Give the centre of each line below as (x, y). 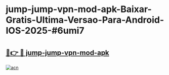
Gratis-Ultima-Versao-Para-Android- (85, 20)
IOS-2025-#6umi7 (45, 31)
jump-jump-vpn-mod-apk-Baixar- (79, 9)
